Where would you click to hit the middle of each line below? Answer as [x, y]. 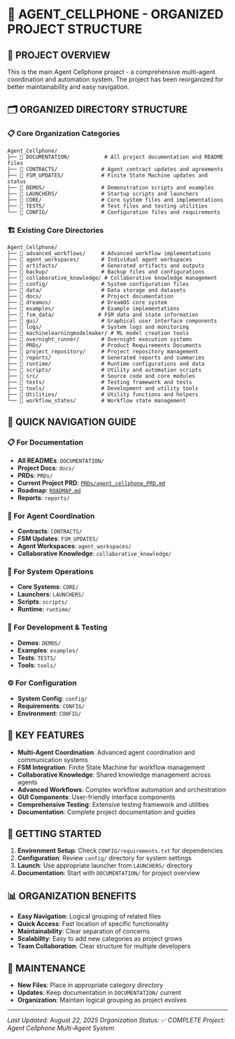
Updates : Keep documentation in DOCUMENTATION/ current [99, 993]
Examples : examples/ [48, 650]
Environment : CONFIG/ [49, 713]
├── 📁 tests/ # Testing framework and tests [100, 382]
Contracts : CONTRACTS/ [50, 531]
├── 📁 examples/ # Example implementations [93, 308]
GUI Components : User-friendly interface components [96, 797]
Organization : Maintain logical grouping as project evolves [102, 1000]
